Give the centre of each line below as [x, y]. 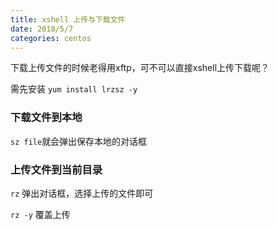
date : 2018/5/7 [42, 29]
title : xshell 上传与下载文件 [68, 19]
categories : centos [51, 38]
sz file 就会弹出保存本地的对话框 [79, 141]
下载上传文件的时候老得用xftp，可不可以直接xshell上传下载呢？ [140, 68]
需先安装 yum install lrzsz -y [74, 89]
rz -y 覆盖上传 [40, 214]
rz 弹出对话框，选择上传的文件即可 [82, 193]
